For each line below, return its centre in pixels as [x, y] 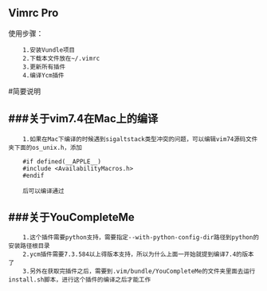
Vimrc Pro [33, 13]
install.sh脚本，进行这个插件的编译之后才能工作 [80, 280]
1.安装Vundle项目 [49, 50]
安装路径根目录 [29, 246]
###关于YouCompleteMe [71, 217]
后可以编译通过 [43, 191]
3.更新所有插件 [44, 67]
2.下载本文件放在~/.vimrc [61, 58]
